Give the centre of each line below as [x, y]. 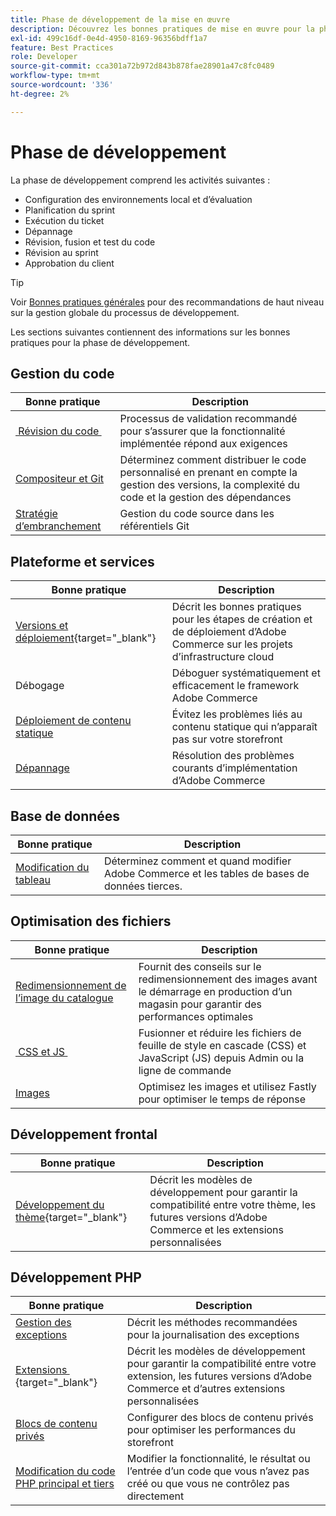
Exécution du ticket [64, 220]
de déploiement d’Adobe [229, 632]
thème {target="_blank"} [71, 1217]
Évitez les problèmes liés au [237, 714]
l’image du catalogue [64, 998]
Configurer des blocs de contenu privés [220, 1418]
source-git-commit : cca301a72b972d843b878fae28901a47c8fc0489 [142, 66]
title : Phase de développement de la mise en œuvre [120, 19]
